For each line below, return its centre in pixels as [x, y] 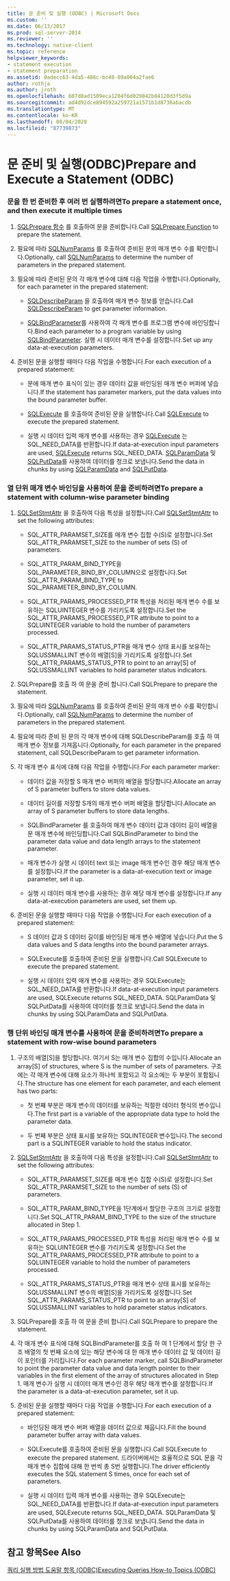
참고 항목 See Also [44, 1552]
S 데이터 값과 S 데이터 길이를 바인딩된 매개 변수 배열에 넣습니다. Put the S [125, 937]
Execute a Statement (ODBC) [91, 179]
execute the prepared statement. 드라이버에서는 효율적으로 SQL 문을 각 [125, 1458]
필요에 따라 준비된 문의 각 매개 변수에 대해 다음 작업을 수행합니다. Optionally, [118, 279]
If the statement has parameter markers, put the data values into [131, 392]
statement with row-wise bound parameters [82, 1042]
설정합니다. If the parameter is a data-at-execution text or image [123, 872]
